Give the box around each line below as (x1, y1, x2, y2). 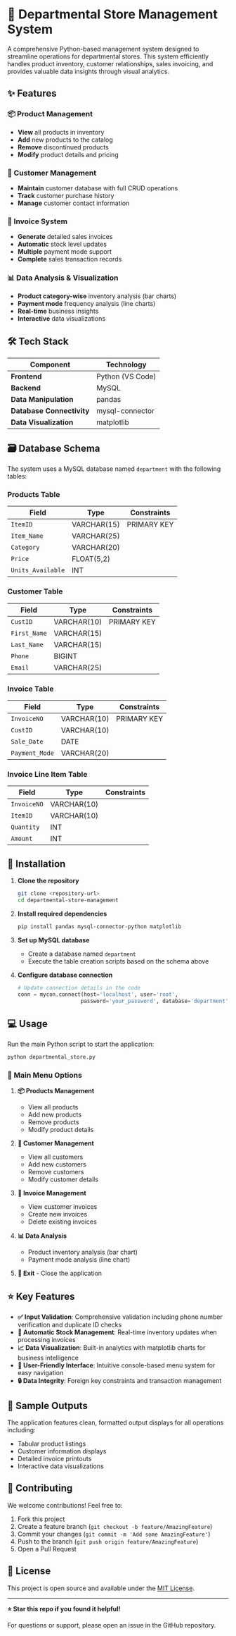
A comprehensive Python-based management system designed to (7, 44, 199, 53)
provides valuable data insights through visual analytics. (7, 67, 170, 75)
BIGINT (53, 651, 78, 661)
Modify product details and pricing (17, 150, 119, 159)
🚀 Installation (7, 858, 66, 870)
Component (29, 359, 71, 369)
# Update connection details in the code (17, 984, 140, 991)
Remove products (27, 1118, 79, 1126)
